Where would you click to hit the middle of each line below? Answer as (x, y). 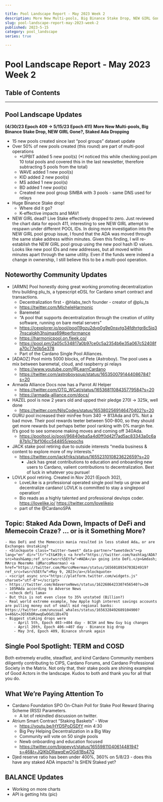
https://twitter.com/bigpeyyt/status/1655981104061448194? (79, 747)
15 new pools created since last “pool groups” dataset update (73, 141)
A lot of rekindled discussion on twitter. (58, 716)
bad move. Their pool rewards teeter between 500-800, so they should (83, 421)
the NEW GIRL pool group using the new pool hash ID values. (92, 244)
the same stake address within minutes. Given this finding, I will (75, 239)
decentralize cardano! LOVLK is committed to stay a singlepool (82, 488)
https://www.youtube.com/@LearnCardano (62, 369)
